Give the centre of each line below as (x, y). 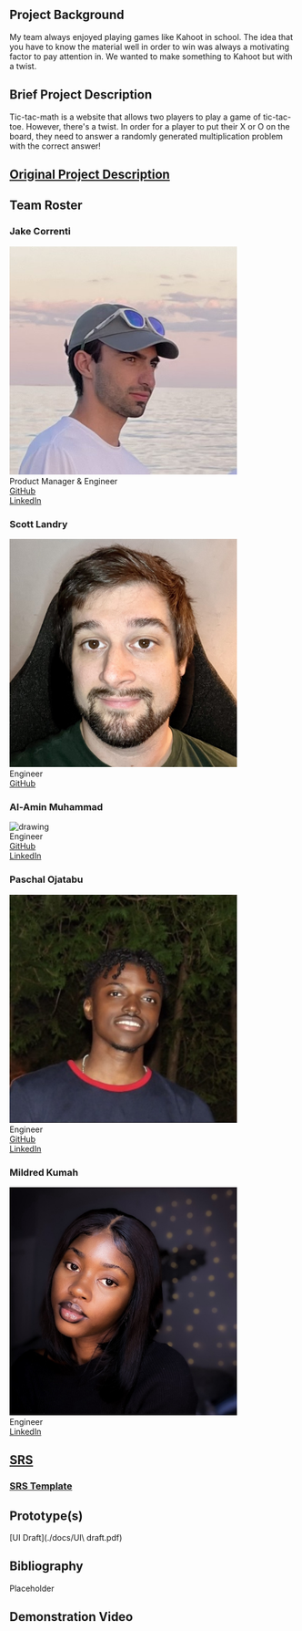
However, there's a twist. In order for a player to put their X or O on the (158, 126)
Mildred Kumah (44, 1172)
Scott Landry (39, 524)
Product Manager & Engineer (64, 481)
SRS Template (41, 1486)
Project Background (67, 15)
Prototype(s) (46, 1516)
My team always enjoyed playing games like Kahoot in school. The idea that (151, 36)
